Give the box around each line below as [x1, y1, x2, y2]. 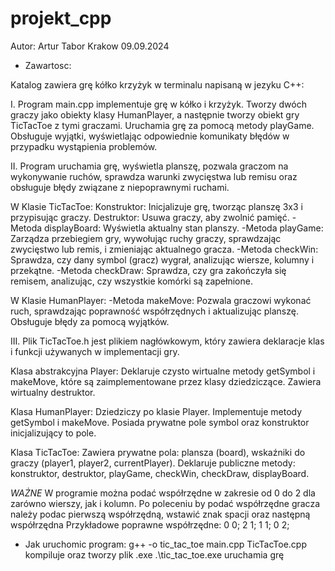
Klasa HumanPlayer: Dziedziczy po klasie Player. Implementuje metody [10, 405, 303, 417]
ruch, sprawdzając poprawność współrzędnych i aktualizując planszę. [10, 305, 299, 317]
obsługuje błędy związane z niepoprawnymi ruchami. [10, 181, 230, 193]
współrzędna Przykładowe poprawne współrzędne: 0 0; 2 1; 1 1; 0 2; [10, 518, 290, 531]
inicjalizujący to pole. [10, 427, 97, 439]
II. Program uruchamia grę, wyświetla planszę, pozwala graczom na [10, 160, 289, 172]
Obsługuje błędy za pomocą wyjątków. [10, 315, 170, 327]
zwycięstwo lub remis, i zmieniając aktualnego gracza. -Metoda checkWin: [10, 243, 319, 255]
